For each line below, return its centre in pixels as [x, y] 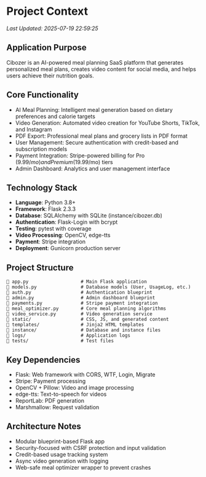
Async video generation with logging [62, 461]
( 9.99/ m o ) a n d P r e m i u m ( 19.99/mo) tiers [64, 162]
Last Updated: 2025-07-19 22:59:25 [52, 28]
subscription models [41, 149]
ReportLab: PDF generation [50, 400]
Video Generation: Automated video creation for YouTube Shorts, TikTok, [107, 123]
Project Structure [40, 268]
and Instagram [34, 129]
